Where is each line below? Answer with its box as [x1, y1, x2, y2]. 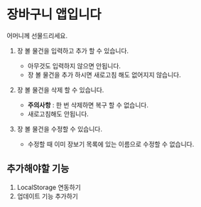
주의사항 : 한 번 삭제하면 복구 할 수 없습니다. [27, 100, 149, 109]
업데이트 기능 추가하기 [16, 191, 79, 200]
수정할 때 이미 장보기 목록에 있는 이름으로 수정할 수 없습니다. [27, 139, 195, 148]
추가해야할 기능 [6, 163, 70, 175]
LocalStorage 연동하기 [16, 183, 81, 191]
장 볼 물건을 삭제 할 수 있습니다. [16, 85, 104, 94]
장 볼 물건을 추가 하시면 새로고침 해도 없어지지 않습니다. [27, 70, 182, 79]
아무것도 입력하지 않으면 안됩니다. [27, 61, 121, 70]
